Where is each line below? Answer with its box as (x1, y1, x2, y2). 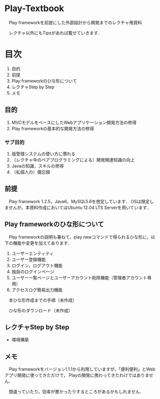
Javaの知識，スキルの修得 (11, 163, 64, 169)
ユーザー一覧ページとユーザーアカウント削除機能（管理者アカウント (11, 275, 147, 280)
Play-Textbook (4, 3, 64, 14)
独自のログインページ (11, 268, 54, 275)
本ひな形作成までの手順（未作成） (8, 297, 77, 303)
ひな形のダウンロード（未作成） (8, 307, 73, 313)
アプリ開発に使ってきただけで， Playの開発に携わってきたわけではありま (4, 372, 149, 378)
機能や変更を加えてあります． (13, 240, 72, 246)
